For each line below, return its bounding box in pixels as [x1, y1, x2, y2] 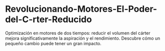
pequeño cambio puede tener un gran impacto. [5, 40, 102, 46]
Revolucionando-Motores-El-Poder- [5, 3, 158, 15]
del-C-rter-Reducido [5, 14, 92, 25]
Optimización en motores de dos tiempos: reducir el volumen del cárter [5, 30, 151, 36]
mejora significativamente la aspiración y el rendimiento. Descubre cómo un [5, 35, 161, 41]
